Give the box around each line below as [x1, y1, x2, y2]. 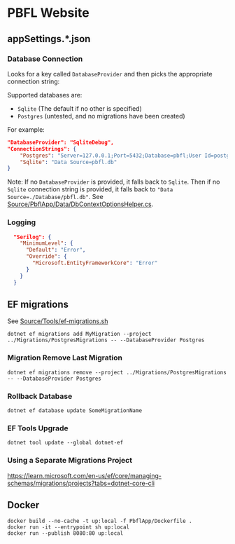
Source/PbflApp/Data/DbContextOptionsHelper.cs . [7, 200, 154, 208]
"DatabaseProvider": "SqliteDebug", [7, 139, 114, 146]
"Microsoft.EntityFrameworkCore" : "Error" [32, 259, 158, 267]
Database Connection [7, 54, 83, 64]
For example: [7, 125, 45, 134]
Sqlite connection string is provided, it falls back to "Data [7, 185, 173, 193]
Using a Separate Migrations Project [7, 456, 133, 465]
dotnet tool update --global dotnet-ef [7, 440, 124, 447]
